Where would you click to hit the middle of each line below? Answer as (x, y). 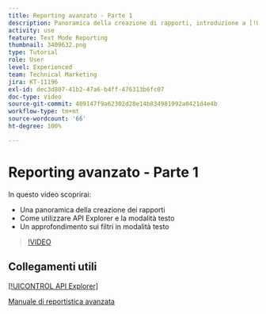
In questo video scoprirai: (50, 194)
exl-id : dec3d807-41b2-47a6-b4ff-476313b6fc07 (86, 89)
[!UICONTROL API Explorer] (53, 285)
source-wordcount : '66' (47, 119)
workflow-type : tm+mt (44, 112)
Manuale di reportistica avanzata (61, 301)
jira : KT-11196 (33, 82)
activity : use (32, 30)
